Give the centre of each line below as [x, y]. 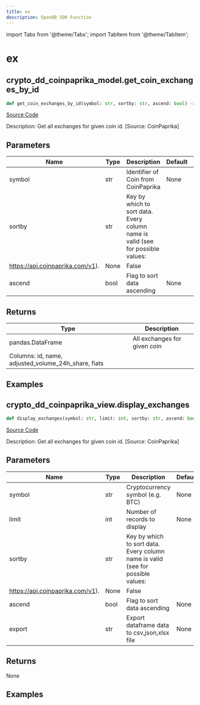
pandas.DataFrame [36, 342]
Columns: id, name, [36, 356]
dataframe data [148, 625]
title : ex [18, 12]
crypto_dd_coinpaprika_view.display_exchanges [98, 404]
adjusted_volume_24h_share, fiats [57, 363]
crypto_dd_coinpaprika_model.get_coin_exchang [100, 80]
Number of [141, 512]
